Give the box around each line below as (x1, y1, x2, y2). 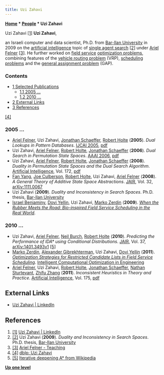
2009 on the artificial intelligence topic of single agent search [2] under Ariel (5, 44, 159, 50)
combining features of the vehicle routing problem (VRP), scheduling (5, 55, 143, 61)
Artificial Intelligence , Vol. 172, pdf (12, 168, 81, 174)
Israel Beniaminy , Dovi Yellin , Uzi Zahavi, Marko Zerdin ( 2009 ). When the (12, 199, 159, 205)
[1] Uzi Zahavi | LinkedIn (12, 329, 61, 335)
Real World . (12, 210, 36, 216)
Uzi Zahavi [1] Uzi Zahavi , (5, 30, 57, 36)
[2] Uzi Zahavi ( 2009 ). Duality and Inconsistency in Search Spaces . (12, 334, 149, 340)
